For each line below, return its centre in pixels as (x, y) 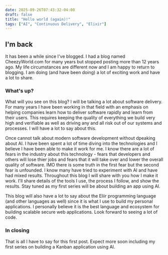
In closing (17, 230)
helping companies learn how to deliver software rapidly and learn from (79, 112)
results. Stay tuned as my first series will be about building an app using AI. (83, 186)
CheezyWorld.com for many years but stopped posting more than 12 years (82, 62)
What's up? (20, 91)
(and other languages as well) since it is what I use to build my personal (79, 201)
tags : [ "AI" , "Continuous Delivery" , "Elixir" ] (56, 24)
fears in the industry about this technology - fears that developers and (78, 154)
